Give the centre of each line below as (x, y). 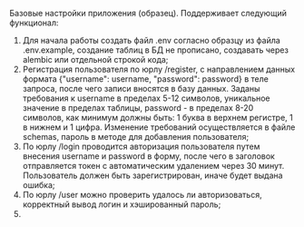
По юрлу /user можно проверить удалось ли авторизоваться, (142, 195)
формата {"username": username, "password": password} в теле (146, 79)
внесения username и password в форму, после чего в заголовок (148, 156)
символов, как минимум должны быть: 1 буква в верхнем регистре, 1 (157, 118)
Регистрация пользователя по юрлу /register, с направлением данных (159, 69)
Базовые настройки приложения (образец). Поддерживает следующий (148, 13)
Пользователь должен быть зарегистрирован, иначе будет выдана (152, 175)
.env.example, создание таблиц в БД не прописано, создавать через (155, 50)
